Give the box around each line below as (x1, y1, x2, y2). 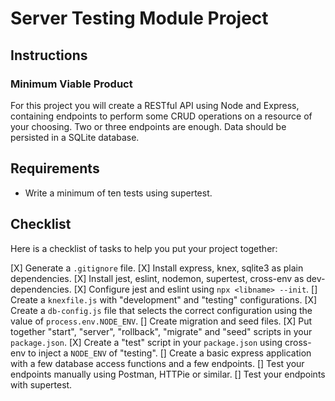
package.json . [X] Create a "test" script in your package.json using (10, 336, 283, 348)
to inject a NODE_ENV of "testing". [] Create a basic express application (28, 347, 312, 359)
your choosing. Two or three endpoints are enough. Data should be (10, 120, 287, 132)
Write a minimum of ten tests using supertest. (24, 187, 213, 199)
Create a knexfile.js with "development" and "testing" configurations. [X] (10, 293, 318, 306)
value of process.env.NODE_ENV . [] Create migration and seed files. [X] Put (10, 315, 313, 327)
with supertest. (10, 378, 73, 391)
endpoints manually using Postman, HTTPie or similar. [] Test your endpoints (10, 368, 326, 380)
